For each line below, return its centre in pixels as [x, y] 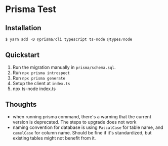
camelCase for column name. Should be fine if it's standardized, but [82, 132]
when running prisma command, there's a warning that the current [82, 116]
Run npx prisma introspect [41, 72]
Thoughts [21, 104]
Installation [23, 28]
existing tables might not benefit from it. [54, 138]
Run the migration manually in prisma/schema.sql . [64, 67]
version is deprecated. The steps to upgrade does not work [74, 122]
